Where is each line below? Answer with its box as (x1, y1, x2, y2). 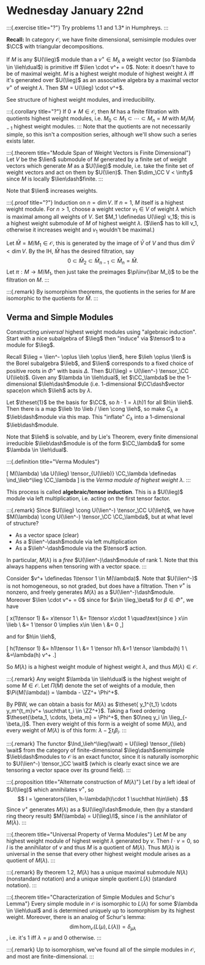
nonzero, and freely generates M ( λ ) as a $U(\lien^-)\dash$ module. (6, 588, 175, 596)
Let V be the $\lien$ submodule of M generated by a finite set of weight (6, 156, 187, 163)
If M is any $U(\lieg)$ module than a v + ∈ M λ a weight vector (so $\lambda (6, 54, 196, 64)
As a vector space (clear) (15, 531, 80, 539)
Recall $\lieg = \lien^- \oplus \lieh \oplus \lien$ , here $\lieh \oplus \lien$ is (6, 353, 192, 361)
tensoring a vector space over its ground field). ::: (6, 766, 132, 773)
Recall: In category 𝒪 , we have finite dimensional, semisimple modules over (6, 36, 197, 43)
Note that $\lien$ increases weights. (6, 187, 98, 194)
